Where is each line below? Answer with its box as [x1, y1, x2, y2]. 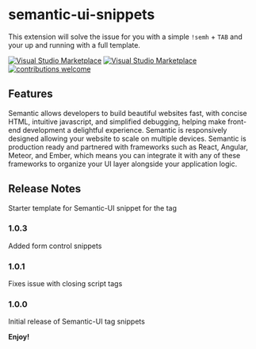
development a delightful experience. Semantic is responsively [22, 125, 227, 134]
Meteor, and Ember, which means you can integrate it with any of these [8, 150, 241, 160]
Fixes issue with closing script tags [8, 279, 123, 289]
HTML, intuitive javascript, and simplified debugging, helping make [8, 117, 227, 126]
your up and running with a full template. [8, 40, 141, 49]
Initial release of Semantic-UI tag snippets [8, 316, 145, 327]
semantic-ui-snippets [8, 6, 155, 24]
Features [8, 87, 53, 101]
